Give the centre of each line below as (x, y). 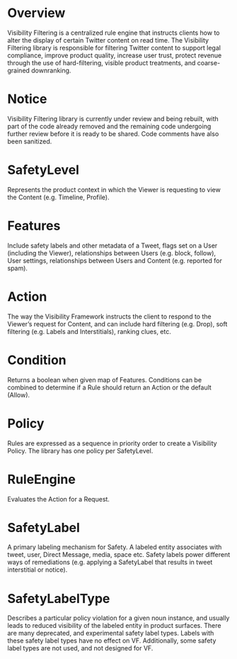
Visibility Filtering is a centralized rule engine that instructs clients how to (114, 33)
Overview (36, 13)
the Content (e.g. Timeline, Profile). (58, 197)
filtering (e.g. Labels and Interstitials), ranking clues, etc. (89, 331)
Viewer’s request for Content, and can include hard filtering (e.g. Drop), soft (117, 323)
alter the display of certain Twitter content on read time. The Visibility (108, 40)
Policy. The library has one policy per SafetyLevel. (80, 450)
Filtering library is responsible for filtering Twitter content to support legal (114, 48)
